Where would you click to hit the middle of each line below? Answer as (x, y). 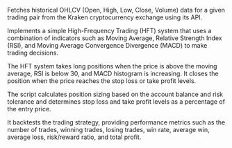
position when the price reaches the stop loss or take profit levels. (102, 81)
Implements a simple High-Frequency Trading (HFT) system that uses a (109, 31)
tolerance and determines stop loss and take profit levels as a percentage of (116, 102)
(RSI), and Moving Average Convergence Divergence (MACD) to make (107, 45)
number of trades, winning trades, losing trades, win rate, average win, (108, 130)
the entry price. (29, 109)
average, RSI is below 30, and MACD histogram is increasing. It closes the (113, 73)
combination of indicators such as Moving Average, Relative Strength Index (115, 38)
